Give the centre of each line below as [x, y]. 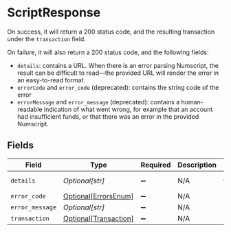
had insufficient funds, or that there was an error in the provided [108, 116]
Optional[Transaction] [98, 218]
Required [156, 165]
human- [192, 102]
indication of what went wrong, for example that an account [128, 109]
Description [197, 165]
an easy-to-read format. [51, 80]
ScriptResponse [54, 13]
